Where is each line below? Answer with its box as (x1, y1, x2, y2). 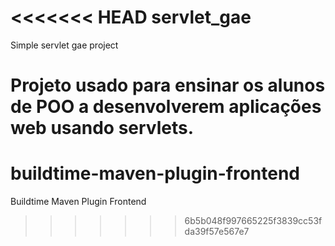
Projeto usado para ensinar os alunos (10, 74, 326, 97)
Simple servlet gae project (10, 39, 119, 51)
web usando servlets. (10, 117, 195, 140)
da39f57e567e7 (184, 226, 250, 238)
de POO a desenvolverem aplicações (10, 96, 322, 118)
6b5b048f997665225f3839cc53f (184, 215, 323, 227)
